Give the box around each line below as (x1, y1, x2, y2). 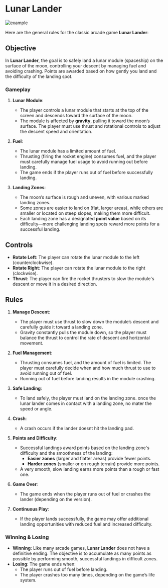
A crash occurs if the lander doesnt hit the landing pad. (20, 425, 134, 431)
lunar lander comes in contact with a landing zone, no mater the (20, 400, 152, 406)
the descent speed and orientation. (20, 129, 93, 135)
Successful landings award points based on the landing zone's (20, 445, 149, 451)
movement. (20, 340, 44, 346)
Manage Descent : (12, 309, 51, 315)
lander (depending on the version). (20, 496, 92, 502)
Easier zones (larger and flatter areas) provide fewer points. (27, 455, 151, 461)
